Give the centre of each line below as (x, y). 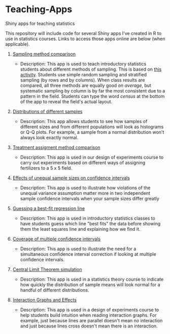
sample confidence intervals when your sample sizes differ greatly (90, 198)
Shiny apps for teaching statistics (40, 23)
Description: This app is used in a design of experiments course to (90, 310)
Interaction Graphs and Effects (45, 300)
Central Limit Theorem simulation (47, 269)
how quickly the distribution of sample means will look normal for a (90, 284)
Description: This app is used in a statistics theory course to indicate (92, 279)
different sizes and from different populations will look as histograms (92, 127)
